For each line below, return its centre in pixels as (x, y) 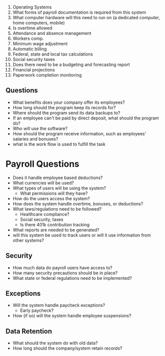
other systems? (28, 240)
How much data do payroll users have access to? (62, 267)
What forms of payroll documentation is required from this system (79, 12)
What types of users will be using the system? (59, 188)
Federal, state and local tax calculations (53, 54)
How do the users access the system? (51, 198)
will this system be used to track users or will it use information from (82, 235)
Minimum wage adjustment (40, 44)
